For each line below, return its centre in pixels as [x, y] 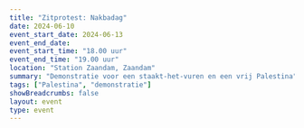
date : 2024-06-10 [42, 26]
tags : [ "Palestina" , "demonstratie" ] [81, 85]
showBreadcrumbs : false [54, 93]
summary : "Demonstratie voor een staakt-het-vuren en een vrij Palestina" [153, 77]
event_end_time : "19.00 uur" [64, 59]
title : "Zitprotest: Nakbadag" [68, 18]
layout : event [36, 101]
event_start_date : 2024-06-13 [66, 34]
